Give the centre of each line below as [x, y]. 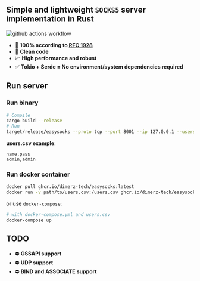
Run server [27, 86]
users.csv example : [31, 143]
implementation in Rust [50, 19]
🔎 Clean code [32, 51]
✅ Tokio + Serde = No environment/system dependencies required [99, 67]
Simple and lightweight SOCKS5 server [76, 10]
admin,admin [21, 159]
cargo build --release [34, 121]
